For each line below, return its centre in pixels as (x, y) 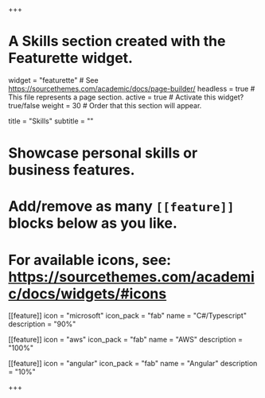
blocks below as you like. (93, 223)
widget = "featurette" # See (53, 80)
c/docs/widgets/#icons (88, 293)
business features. (72, 170)
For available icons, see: (90, 260)
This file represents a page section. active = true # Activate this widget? (126, 97)
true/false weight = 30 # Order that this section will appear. (105, 105)
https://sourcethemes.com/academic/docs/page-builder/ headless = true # (132, 88)
